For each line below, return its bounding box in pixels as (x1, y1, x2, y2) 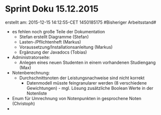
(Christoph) (12, 101, 35, 106)
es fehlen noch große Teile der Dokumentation (12, 29, 105, 34)
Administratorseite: (12, 54, 50, 60)
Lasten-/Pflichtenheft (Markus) (19, 39, 81, 44)
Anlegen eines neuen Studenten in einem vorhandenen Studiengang (19, 59, 156, 65)
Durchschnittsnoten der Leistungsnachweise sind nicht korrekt (19, 75, 145, 81)
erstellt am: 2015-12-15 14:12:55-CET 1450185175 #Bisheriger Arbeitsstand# (5, 19, 157, 25)
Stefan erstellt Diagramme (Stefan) (19, 34, 89, 40)
